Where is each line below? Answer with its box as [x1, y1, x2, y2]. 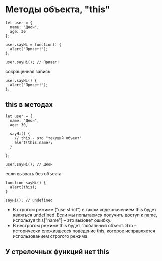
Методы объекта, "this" [5, 4, 110, 15]
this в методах [5, 100, 53, 109]
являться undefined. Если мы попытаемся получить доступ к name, [12, 212, 158, 218]
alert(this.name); [14, 140, 53, 145]
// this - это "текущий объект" [14, 135, 82, 141]
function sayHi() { [5, 180, 46, 185]
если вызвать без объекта [5, 170, 62, 176]
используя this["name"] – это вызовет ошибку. [12, 217, 112, 223]
